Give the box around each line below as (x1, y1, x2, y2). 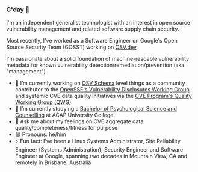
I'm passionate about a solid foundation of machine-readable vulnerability (6, 55, 190, 63)
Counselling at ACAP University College (14, 111, 114, 119)
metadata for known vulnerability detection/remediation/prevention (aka (6, 61, 185, 69)
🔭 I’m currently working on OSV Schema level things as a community (14, 79, 185, 87)
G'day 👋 (6, 5, 30, 14)
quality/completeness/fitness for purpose (14, 124, 118, 132)
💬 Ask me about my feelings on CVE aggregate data (14, 118, 144, 125)
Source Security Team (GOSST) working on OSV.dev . (6, 43, 138, 51)
